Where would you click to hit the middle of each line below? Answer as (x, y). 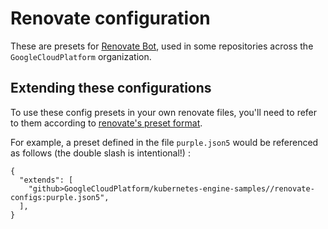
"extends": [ (46, 180)
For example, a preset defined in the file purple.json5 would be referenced (164, 142)
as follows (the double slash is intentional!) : (100, 153)
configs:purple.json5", (60, 197)
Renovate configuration (110, 18)
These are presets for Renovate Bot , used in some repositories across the (162, 46)
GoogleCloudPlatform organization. (81, 56)
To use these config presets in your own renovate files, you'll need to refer (164, 112)
